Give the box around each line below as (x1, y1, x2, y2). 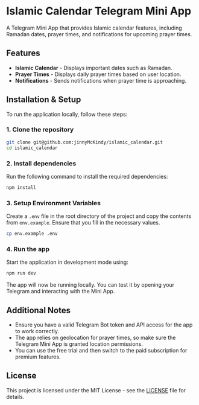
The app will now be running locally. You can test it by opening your (6, 281, 175, 289)
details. (6, 393, 25, 400)
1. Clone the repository (6, 126, 74, 134)
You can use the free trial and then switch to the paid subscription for (14, 346, 188, 354)
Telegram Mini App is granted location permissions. (14, 340, 144, 348)
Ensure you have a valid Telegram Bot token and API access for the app (14, 321, 193, 328)
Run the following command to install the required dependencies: (6, 173, 168, 180)
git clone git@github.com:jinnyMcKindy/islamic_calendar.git (6, 139, 163, 145)
